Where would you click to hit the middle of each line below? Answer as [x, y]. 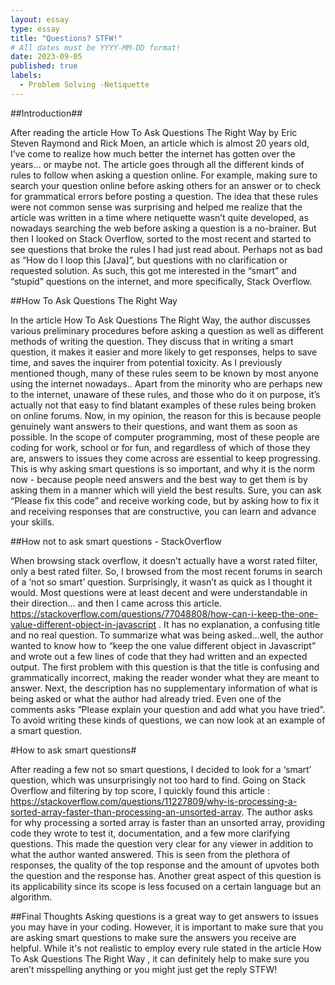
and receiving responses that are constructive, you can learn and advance [163, 511]
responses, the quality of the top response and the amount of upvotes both [165, 865]
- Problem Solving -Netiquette [84, 85]
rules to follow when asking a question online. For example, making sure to [164, 175]
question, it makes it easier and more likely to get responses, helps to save [164, 352]
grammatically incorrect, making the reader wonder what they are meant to [165, 677]
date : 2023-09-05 [46, 57]
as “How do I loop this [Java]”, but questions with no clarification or [149, 260]
